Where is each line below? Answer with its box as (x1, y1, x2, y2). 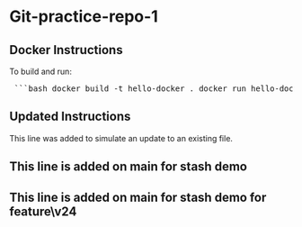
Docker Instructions (9, 42, 123, 58)
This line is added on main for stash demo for (9, 189, 267, 204)
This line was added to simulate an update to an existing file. (9, 132, 234, 143)
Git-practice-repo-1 (9, 6, 159, 27)
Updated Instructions (9, 109, 131, 124)
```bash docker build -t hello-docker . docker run (13, 84, 247, 94)
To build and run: (9, 66, 72, 77)
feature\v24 (9, 204, 77, 219)
